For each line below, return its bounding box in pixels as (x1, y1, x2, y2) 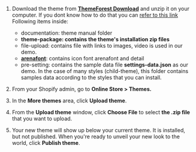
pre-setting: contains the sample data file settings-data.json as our (20, 61, 189, 68)
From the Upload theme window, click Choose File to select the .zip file (11, 109, 191, 115)
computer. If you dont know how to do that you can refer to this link (11, 11, 179, 19)
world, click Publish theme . (11, 139, 80, 146)
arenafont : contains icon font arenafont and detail (20, 55, 144, 62)
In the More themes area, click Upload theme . (11, 97, 127, 104)
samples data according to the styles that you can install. (20, 74, 162, 81)
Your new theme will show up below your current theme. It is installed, (11, 127, 186, 133)
